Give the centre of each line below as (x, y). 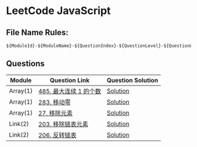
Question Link (69, 80)
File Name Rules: (37, 33)
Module (21, 80)
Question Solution (132, 80)
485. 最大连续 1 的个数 (69, 91)
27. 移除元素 (55, 113)
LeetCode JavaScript (59, 11)
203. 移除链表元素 (63, 124)
